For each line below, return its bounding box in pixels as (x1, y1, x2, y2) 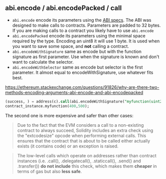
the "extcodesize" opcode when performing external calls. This (17, 133, 147, 139)
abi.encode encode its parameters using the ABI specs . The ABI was (12, 17, 152, 23)
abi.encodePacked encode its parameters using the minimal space (12, 33, 146, 38)
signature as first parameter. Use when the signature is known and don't (12, 54, 160, 60)
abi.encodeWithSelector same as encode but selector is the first (12, 64, 143, 70)
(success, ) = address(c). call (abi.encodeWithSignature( (5, 99, 125, 104)
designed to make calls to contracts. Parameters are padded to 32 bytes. (12, 22, 161, 28)
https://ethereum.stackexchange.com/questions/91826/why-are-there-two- (5, 84, 160, 90)
